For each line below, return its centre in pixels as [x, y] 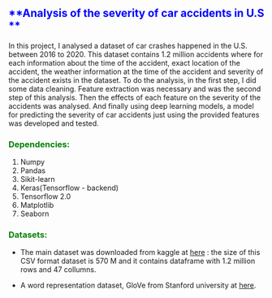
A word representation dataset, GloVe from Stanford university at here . [138, 285]
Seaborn [35, 214]
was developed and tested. [54, 123]
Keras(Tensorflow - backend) [69, 188]
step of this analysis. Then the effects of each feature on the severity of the [135, 97]
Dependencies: [39, 144]
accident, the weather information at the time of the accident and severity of [136, 71]
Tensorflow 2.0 [45, 197]
